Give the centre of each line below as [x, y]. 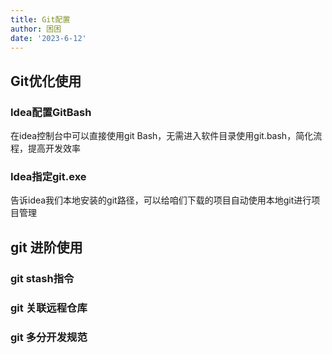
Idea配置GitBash [51, 112]
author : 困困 [36, 29]
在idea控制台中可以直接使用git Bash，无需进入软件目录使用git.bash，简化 [162, 136]
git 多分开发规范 [49, 337]
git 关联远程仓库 [49, 308]
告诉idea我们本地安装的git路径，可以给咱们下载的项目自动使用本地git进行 [161, 200]
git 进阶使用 [46, 247]
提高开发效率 [54, 148]
